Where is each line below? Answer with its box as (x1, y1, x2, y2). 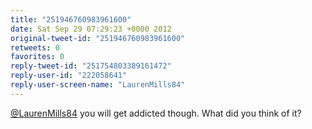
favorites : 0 (10, 52, 65, 62)
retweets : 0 (10, 42, 60, 53)
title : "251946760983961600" (10, 14, 132, 25)
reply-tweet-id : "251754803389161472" (10, 61, 172, 71)
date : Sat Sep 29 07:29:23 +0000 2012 (10, 24, 172, 34)
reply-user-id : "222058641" (10, 71, 128, 81)
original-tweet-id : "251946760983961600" (10, 33, 186, 43)
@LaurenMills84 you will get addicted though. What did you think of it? (10, 107, 302, 119)
